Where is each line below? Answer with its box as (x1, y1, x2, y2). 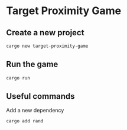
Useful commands (6, 91, 75, 101)
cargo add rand (6, 118, 44, 124)
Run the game (6, 59, 58, 69)
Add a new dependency (6, 107, 64, 114)
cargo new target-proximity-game (6, 43, 89, 49)
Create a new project (6, 28, 84, 38)
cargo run (6, 75, 31, 81)
